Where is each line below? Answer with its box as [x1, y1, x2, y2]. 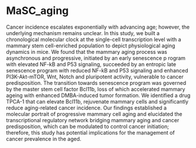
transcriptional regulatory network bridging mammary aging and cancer [6, 116, 180, 123]
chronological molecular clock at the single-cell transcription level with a [6, 36, 181, 43]
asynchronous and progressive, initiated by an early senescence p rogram [6, 54, 186, 61]
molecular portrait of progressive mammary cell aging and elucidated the [6, 110, 183, 118]
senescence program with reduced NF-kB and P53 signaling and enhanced [6, 67, 188, 74]
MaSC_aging [6, 4, 69, 18]
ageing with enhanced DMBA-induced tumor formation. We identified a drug [6, 92, 191, 99]
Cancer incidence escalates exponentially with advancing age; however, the [6, 23, 190, 30]
